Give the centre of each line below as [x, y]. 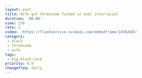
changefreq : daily [24, 68]
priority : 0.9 [19, 63]
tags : [10, 55]
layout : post [18, 9]
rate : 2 [13, 28]
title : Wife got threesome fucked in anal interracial [62, 14]
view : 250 [15, 23]
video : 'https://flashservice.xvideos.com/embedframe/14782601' [71, 32]
